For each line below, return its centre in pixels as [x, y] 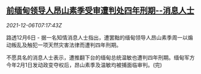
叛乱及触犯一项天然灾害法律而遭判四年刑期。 [66, 45]
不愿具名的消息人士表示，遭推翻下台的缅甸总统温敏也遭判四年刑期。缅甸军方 [100, 57]
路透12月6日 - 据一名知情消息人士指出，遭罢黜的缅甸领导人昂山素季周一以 [97, 37]
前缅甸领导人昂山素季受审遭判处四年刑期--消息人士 [100, 11]
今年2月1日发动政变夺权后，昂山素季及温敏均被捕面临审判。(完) [84, 65]
